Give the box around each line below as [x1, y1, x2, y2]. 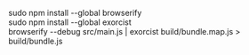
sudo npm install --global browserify [8, 8, 142, 18]
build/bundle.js [8, 35, 63, 46]
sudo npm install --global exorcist [8, 17, 133, 27]
